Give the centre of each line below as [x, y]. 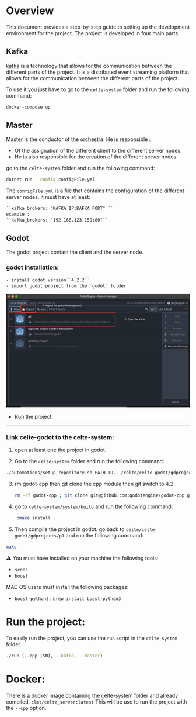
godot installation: [33, 267]
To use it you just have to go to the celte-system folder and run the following [98, 89]
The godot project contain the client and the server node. [75, 252]
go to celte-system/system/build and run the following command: [94, 506]
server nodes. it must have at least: [48, 197]
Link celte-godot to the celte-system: [60, 437]
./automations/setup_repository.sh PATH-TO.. [62, 473]
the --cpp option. [26, 708]
